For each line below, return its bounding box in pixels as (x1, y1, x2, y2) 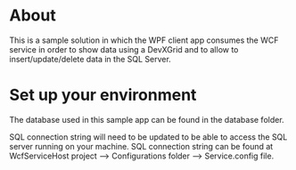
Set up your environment (9, 85, 197, 105)
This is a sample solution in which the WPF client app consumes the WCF (9, 35, 279, 45)
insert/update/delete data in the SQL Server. (9, 53, 171, 64)
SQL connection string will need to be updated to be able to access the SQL (9, 131, 288, 142)
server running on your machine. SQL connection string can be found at (9, 141, 274, 151)
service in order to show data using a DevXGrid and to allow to (9, 44, 239, 54)
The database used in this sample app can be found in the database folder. (9, 114, 284, 125)
